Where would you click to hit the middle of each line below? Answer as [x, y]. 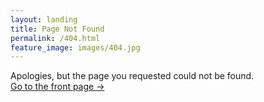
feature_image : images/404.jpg [75, 47]
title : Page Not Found [57, 29]
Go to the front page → [57, 87]
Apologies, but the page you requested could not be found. [132, 76]
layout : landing [44, 19]
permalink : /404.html [55, 38]
